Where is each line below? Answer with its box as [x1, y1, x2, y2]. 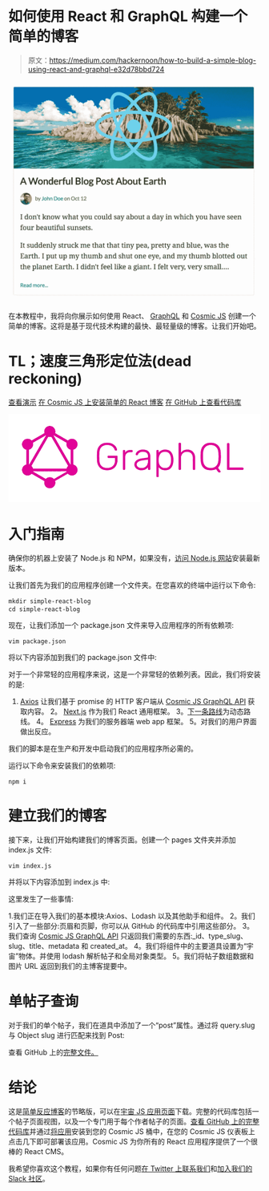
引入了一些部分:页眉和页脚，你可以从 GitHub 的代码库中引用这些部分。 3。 [8, 922, 255, 931]
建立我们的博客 [8, 807, 107, 825]
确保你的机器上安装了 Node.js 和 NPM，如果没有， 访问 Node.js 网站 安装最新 [8, 553, 260, 563]
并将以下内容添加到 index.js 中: [8, 877, 110, 887]
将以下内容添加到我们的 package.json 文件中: [8, 653, 158, 662]
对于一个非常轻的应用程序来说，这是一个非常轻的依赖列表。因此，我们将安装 [8, 670, 261, 679]
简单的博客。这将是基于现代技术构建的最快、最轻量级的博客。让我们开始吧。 [8, 321, 261, 330]
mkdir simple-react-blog [8, 598, 91, 606]
